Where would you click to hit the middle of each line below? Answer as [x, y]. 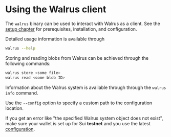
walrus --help [20, 48]
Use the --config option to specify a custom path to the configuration [79, 103]
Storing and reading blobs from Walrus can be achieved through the [77, 58]
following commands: [28, 63]
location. [15, 108]
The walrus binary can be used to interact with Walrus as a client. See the [83, 24]
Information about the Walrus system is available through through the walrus [86, 87]
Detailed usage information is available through [55, 39]
